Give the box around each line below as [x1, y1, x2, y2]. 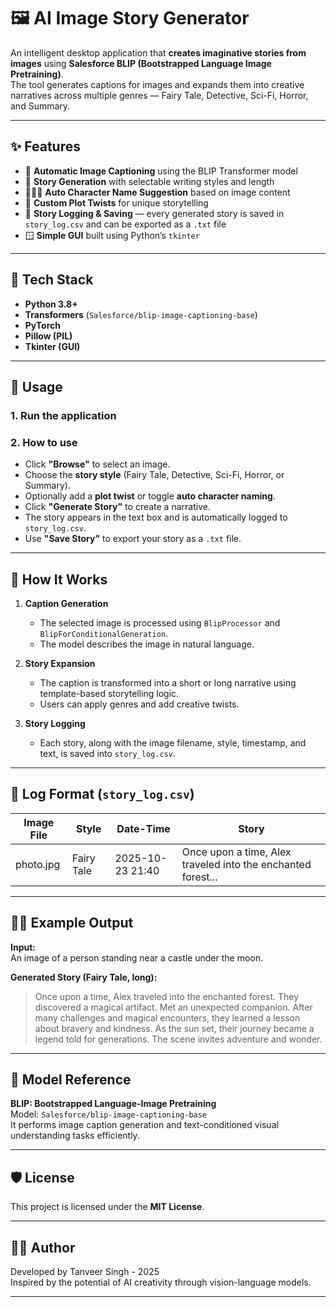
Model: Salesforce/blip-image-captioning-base [10, 1108, 208, 1120]
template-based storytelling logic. [39, 687, 180, 699]
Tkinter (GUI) [24, 340, 81, 352]
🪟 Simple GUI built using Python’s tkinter [24, 229, 200, 241]
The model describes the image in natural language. [39, 638, 255, 650]
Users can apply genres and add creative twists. [39, 698, 240, 710]
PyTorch [24, 319, 61, 331]
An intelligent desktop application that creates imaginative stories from [10, 46, 307, 59]
